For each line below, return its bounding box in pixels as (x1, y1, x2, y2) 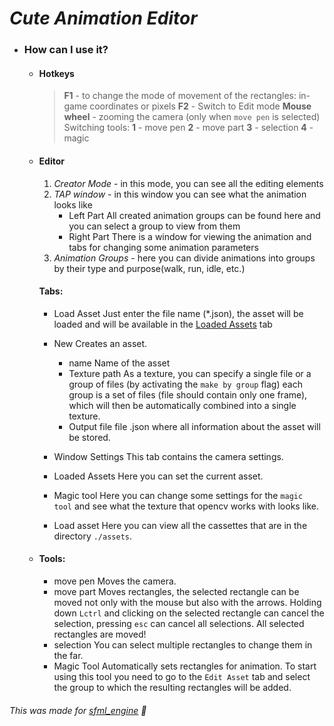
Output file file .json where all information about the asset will (68, 420, 321, 432)
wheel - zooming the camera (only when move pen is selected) (63, 111, 321, 123)
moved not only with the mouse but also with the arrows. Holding (53, 596, 322, 608)
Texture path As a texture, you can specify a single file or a (68, 367, 312, 379)
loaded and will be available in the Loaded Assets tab (53, 318, 273, 330)
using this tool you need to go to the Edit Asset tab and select (53, 670, 311, 682)
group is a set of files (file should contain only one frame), (68, 388, 308, 401)
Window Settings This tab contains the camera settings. (53, 450, 284, 462)
